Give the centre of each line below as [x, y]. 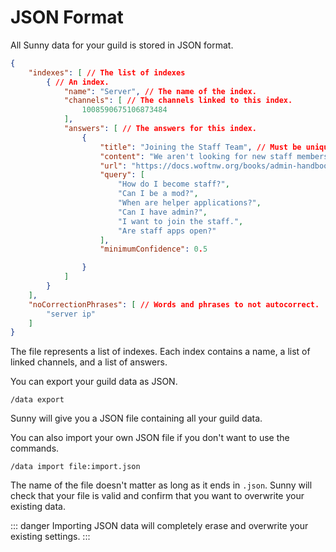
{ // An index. [78, 82]
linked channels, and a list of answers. [89, 362]
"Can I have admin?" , [162, 212]
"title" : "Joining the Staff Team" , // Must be [200, 147]
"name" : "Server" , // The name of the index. [160, 91]
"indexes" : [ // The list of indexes [107, 72]
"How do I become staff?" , [173, 184]
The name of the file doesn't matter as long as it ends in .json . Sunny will [161, 485]
